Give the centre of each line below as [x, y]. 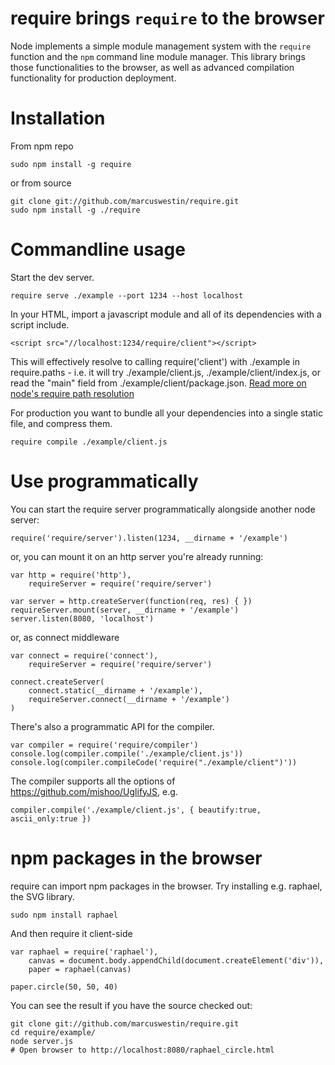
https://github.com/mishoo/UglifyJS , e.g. [94, 791]
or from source [41, 183]
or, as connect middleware [65, 637]
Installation [58, 118]
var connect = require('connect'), [84, 655]
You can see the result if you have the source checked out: [131, 1005]
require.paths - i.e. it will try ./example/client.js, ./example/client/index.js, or [166, 372]
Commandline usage [98, 249]
